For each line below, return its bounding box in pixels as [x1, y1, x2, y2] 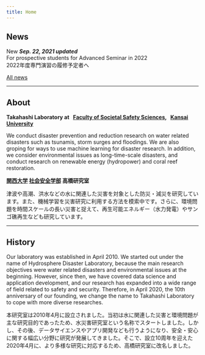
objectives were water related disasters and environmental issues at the [6, 266, 187, 274]
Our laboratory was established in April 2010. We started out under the [6, 253, 184, 261]
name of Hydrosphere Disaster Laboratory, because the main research [6, 260, 184, 267]
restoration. [6, 165, 35, 172]
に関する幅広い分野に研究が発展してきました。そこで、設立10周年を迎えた [6, 334, 193, 342]
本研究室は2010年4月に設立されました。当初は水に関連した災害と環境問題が [6, 312, 198, 319]
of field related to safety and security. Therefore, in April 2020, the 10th [6, 286, 185, 293]
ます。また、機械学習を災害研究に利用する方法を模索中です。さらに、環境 [6, 198, 192, 205]
